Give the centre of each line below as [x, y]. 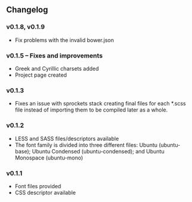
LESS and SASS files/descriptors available [67, 138]
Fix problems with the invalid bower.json [64, 40]
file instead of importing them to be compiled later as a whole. [91, 110]
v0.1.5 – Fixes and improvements [54, 55]
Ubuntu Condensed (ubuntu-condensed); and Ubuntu [98, 151]
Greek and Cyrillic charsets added [57, 68]
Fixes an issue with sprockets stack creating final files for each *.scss [100, 104]
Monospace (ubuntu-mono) [49, 158]
